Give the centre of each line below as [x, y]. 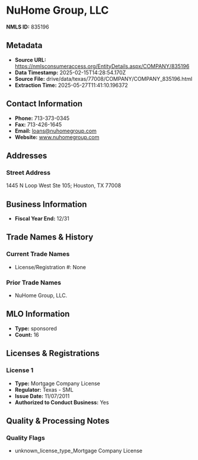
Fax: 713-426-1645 [38, 124]
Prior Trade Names [34, 282]
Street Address [28, 172]
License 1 [20, 370]
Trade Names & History [50, 237]
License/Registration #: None [50, 267]
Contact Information [44, 104]
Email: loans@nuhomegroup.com [55, 131]
